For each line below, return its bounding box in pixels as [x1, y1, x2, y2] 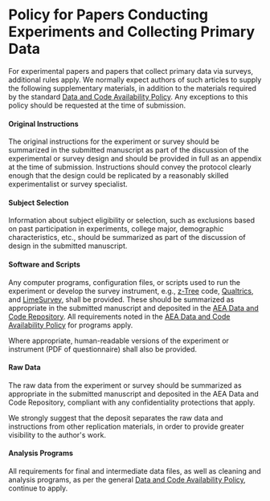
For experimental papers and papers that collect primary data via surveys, [8, 66, 254, 75]
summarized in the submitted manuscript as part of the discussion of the [8, 145, 249, 155]
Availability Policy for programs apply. [8, 320, 133, 330]
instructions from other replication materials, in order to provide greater [8, 422, 244, 431]
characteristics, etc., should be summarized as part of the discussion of [8, 233, 247, 242]
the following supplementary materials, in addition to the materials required [8, 83, 257, 93]
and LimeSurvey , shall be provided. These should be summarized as [8, 295, 235, 304]
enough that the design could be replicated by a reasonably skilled [8, 171, 229, 181]
